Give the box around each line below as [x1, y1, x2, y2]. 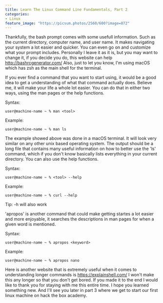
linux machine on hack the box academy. [5, 293, 87, 299]
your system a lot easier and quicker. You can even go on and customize [5, 44, 151, 50]
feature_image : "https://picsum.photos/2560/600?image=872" [5, 20, 130, 26]
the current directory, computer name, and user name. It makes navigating [5, 39, 155, 45]
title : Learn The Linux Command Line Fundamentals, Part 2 [5, 7, 128, 12]
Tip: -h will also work [5, 202, 47, 208]
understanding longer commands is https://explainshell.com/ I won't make [5, 272, 154, 278]
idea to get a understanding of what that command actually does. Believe [5, 80, 152, 86]
